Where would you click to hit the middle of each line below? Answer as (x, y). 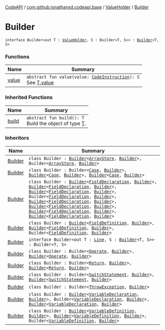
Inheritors (17, 138)
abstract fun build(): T (55, 118)
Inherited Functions (29, 97)
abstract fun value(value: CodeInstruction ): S (83, 77)
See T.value (40, 83)
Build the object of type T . (56, 123)
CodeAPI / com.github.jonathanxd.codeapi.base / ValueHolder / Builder (77, 7)
